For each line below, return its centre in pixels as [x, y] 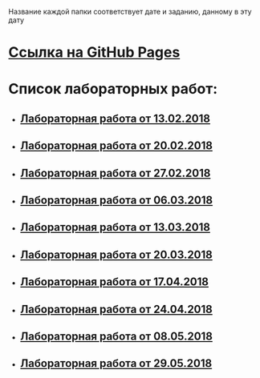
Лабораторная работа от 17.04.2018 [114, 282]
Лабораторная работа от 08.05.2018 [116, 336]
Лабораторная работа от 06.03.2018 [116, 200]
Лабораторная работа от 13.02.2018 [115, 118]
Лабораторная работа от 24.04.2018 [116, 309]
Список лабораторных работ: [113, 89]
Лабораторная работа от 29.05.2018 [116, 364]
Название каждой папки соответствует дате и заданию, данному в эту [130, 12]
